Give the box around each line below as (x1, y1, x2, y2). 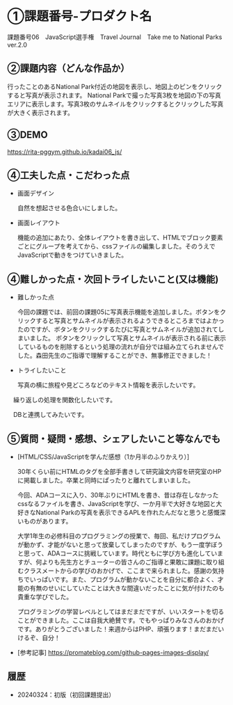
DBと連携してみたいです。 (13, 411, 88, 419)
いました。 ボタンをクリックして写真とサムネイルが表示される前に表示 (23, 334, 227, 342)
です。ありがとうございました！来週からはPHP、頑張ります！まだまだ (17, 625, 218, 633)
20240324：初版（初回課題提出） (17, 690, 115, 699)
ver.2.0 (7, 40, 28, 49)
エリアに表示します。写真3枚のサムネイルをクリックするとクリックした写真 (7, 100, 224, 108)
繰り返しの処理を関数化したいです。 (13, 396, 117, 404)
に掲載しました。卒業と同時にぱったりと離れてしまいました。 (17, 476, 195, 484)
